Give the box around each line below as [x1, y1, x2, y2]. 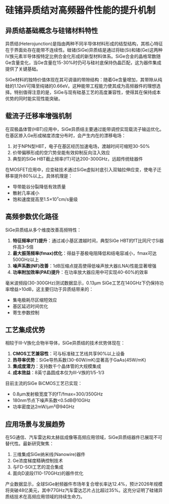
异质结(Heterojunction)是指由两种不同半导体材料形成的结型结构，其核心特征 [5, 41, 163, 46]
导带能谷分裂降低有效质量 [12, 183, 66, 189]
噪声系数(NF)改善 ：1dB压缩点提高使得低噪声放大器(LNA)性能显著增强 [12, 263, 157, 269]
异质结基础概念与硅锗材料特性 [5, 26, 98, 35]
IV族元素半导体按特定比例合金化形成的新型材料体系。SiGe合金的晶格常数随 [5, 54, 161, 59]
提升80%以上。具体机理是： [14, 173, 73, 179]
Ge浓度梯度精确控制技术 [12, 458, 63, 464]
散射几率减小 [12, 190, 39, 196]
